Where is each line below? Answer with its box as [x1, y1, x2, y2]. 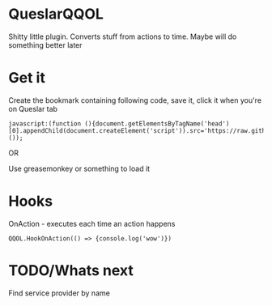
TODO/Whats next [8, 261, 134, 279]
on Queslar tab [8, 104, 58, 113]
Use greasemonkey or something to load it [8, 164, 151, 173]
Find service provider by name [8, 288, 111, 298]
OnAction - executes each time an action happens [8, 219, 176, 228]
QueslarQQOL [8, 5, 104, 23]
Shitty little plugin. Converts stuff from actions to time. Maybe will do [8, 32, 237, 41]
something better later [8, 40, 83, 49]
